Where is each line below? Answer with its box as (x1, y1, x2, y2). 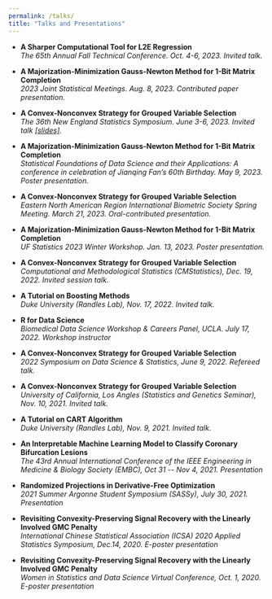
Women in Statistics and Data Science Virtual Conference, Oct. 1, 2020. (20, 572, 261, 582)
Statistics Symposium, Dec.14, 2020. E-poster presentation (20, 539, 218, 549)
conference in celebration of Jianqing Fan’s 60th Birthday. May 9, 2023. (20, 167, 263, 177)
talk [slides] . (20, 125, 63, 135)
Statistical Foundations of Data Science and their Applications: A (20, 158, 239, 168)
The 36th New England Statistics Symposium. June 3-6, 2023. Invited (20, 116, 255, 126)
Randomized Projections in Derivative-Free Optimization (20, 480, 216, 490)
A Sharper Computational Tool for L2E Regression (20, 42, 193, 51)
